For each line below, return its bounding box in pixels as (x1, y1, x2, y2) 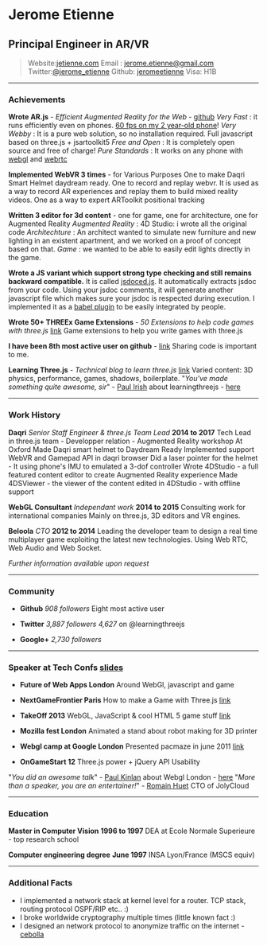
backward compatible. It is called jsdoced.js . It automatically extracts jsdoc (8, 277, 257, 286)
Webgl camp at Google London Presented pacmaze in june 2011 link (19, 742, 245, 751)
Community (8, 586, 55, 597)
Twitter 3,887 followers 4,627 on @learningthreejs (19, 619, 185, 629)
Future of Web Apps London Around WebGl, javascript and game (19, 680, 234, 690)
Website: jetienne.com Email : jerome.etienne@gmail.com (27, 58, 215, 68)
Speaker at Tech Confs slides (8, 662, 124, 673)
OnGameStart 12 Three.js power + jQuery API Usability (19, 757, 200, 767)
